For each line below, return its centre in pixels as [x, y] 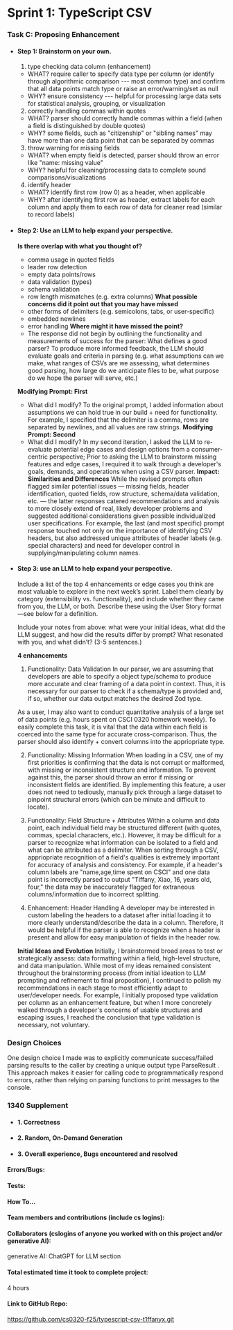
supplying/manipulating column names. [84, 553]
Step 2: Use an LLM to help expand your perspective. [95, 230]
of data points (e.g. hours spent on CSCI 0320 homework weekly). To [116, 719]
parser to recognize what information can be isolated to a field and [123, 842]
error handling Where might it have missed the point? [105, 326]
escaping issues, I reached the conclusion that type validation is [109, 1017]
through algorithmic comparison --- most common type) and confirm [126, 81]
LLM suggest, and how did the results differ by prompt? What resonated [120, 634]
